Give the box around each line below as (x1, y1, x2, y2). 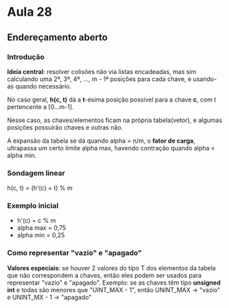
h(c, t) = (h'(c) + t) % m (7, 184, 73, 192)
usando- (193, 75, 217, 83)
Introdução (7, 52, 45, 62)
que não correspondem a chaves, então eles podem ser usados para (7, 271, 202, 279)
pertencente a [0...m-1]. (7, 102, 74, 110)
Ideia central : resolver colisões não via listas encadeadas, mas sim (7, 67, 197, 75)
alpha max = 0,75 (16, 224, 67, 232)
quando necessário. (15, 82, 72, 90)
